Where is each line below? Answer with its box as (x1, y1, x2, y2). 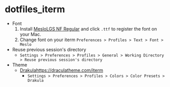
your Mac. (19, 31, 41, 37)
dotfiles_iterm (5, 4, 65, 15)
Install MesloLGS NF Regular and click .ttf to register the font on (19, 25, 157, 32)
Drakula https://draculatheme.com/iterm (19, 67, 103, 73)
